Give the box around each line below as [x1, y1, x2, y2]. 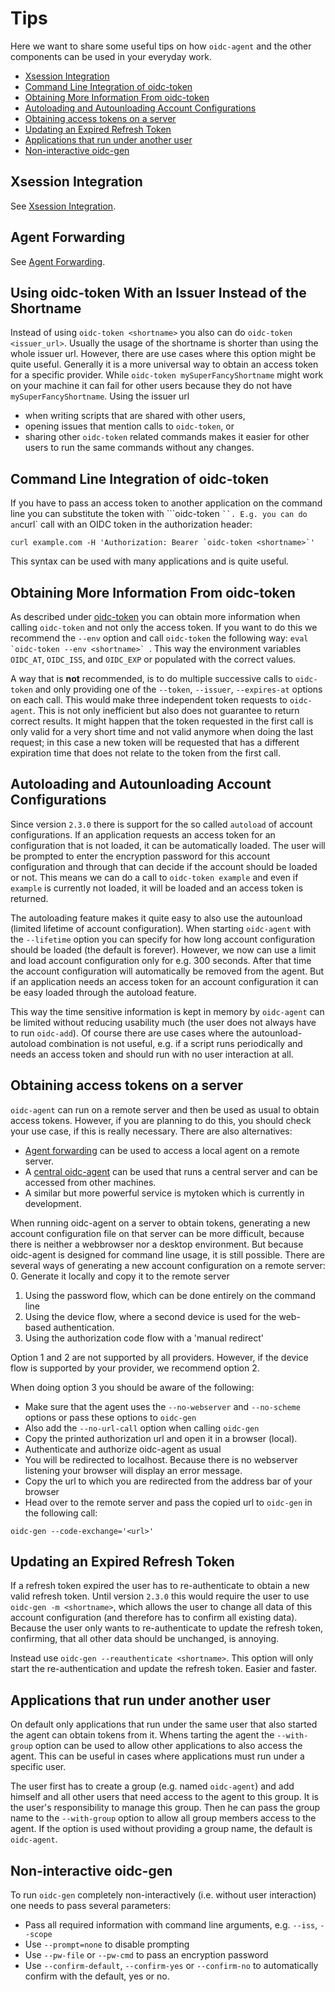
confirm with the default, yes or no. [24, 1970, 170, 1982]
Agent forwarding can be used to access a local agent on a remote [24, 1144, 300, 1156]
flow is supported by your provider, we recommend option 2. [10, 1362, 260, 1374]
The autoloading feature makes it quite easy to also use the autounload [10, 912, 303, 924]
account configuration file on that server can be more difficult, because [10, 1227, 305, 1239]
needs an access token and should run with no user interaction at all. [10, 1048, 294, 1060]
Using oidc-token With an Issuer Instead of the [10, 284, 307, 301]
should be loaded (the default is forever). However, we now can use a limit [10, 943, 317, 956]
